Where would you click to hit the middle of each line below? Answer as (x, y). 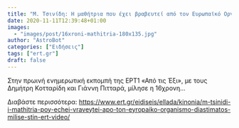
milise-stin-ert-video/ (39, 117)
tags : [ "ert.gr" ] (33, 54)
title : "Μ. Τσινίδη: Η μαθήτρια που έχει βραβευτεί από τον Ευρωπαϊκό (114, 14)
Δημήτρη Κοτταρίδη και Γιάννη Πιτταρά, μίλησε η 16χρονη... (97, 88)
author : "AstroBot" (36, 41)
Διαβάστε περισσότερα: (42, 102)
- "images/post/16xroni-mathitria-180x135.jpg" (86, 34)
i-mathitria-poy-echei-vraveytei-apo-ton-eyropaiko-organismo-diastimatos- (119, 109)
